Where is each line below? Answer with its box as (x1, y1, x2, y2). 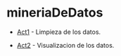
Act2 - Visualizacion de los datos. (16, 41, 115, 49)
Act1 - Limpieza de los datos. (16, 28, 101, 36)
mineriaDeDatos (6, 5, 103, 21)
